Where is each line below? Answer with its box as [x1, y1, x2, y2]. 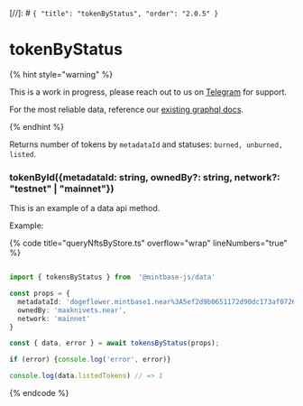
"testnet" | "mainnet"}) [9, 182, 115, 195]
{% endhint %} [9, 121, 65, 132]
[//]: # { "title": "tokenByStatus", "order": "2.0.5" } [9, 8, 219, 18]
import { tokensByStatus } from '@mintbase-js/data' [9, 272, 216, 282]
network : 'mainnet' [17, 314, 91, 323]
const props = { [9, 289, 70, 299]
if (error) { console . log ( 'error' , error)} [9, 355, 171, 364]
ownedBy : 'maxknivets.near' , [17, 306, 127, 315]
